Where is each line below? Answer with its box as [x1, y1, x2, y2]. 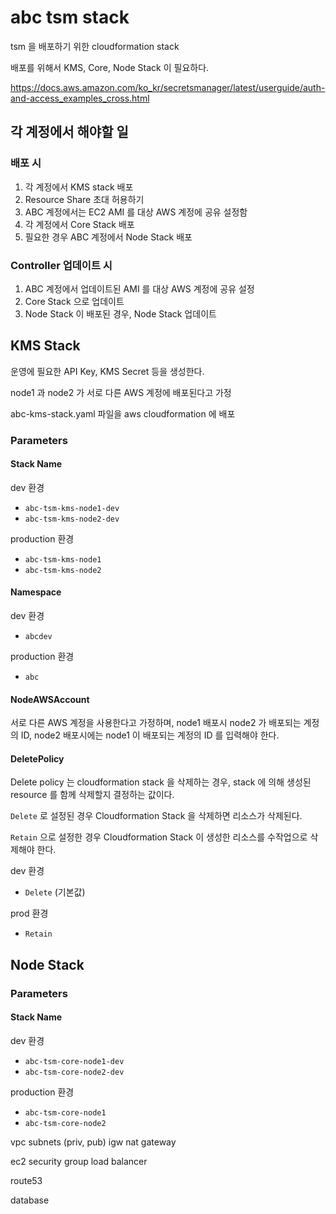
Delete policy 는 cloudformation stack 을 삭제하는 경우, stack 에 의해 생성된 [10, 776, 312, 788]
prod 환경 [10, 907, 49, 920]
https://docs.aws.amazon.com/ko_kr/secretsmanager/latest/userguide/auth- [10, 81, 326, 93]
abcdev [24, 632, 53, 642]
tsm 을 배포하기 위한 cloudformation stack [10, 40, 180, 52]
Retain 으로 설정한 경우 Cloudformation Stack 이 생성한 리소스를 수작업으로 [10, 831, 308, 843]
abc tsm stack [10, 6, 130, 29]
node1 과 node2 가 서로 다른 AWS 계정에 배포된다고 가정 [10, 386, 232, 398]
